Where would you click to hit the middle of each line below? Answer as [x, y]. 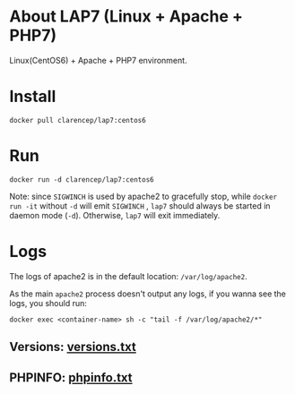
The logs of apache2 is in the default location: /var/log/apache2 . [129, 276]
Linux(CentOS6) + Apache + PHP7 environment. [98, 60]
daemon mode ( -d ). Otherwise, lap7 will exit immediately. [115, 215]
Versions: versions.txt [73, 347]
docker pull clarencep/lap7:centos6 [78, 120]
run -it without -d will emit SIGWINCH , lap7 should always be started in [140, 206]
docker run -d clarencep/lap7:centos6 [82, 180]
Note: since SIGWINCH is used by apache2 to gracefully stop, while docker [143, 196]
